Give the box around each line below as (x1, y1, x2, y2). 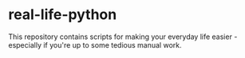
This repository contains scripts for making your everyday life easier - (8, 32, 238, 41)
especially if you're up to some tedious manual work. (8, 40, 182, 49)
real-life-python (8, 6, 117, 24)
